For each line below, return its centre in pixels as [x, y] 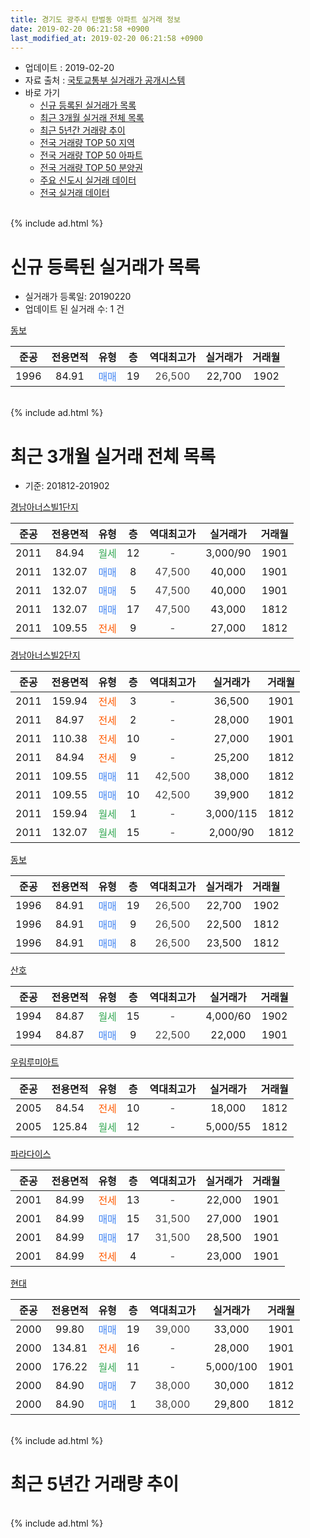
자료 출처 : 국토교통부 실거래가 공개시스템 [105, 80]
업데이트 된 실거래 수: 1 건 [74, 309]
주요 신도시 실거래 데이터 [88, 180]
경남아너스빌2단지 [45, 655]
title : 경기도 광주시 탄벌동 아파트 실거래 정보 [95, 19]
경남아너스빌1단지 [44, 507]
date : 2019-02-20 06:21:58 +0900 [80, 29]
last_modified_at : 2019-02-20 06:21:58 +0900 [106, 38]
